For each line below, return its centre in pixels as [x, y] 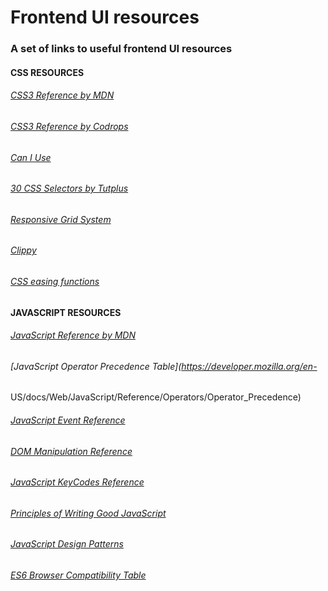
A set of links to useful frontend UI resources [121, 49]
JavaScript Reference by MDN [73, 335]
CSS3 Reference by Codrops [69, 126]
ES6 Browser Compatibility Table [78, 575]
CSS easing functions [55, 281]
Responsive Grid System [61, 219]
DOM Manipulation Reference [71, 451]
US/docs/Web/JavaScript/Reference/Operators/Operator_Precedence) [156, 397]
